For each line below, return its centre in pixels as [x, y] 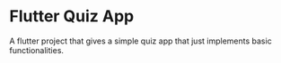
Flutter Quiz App [72, 16]
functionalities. [37, 50]
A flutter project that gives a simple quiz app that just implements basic [140, 41]
